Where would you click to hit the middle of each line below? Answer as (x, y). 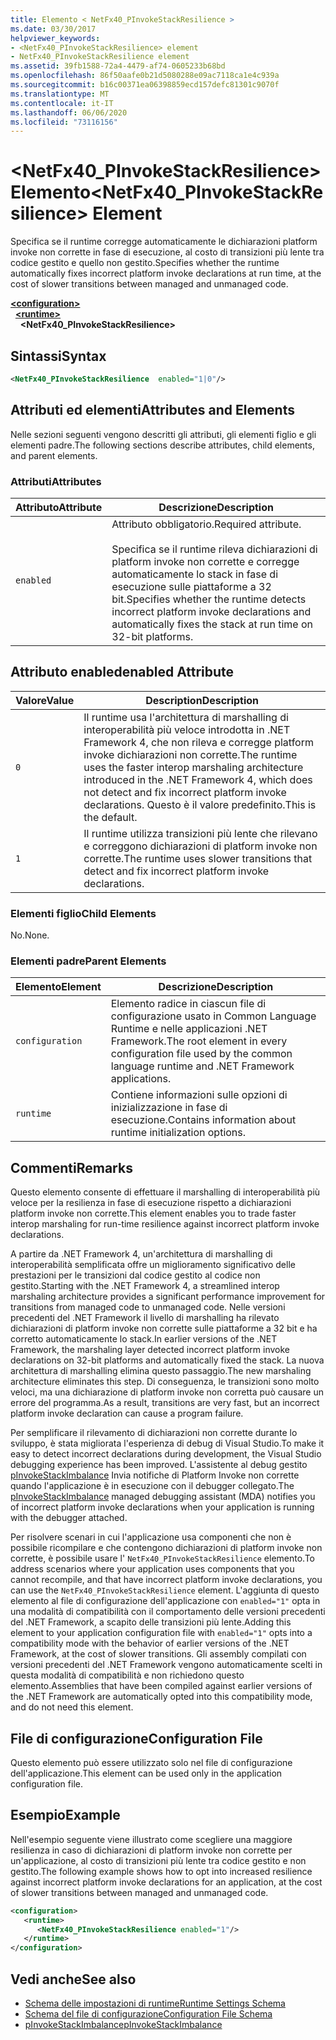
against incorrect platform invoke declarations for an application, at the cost (166, 1882)
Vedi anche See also (73, 1979)
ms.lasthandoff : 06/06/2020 (69, 112)
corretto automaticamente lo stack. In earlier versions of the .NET (144, 1339)
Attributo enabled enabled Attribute (122, 672)
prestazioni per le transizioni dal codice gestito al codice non (135, 1275)
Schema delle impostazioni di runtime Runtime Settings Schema (155, 2003)
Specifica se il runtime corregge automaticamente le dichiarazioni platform (164, 242)
